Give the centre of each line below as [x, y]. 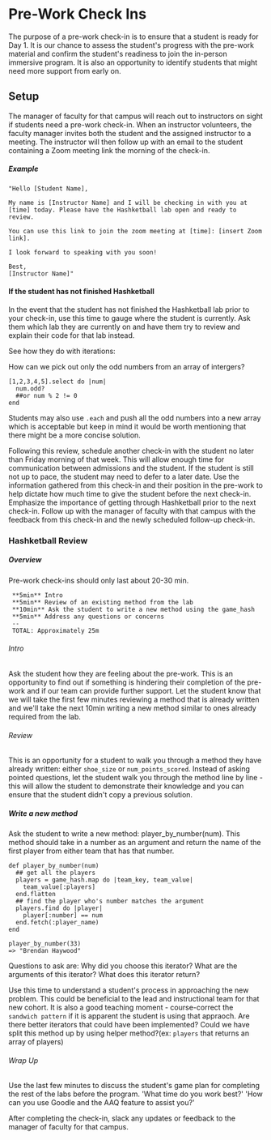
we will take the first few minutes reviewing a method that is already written [134, 700]
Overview [25, 560]
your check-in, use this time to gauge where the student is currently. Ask [129, 318]
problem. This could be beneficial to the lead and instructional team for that [134, 999]
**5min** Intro [37, 595]
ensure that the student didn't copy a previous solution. [100, 795]
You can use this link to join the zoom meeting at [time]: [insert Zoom [135, 231]
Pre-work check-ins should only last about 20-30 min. [99, 580]
